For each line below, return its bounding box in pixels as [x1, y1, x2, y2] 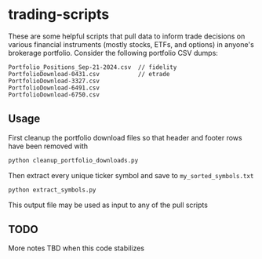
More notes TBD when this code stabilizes [8, 243, 145, 253]
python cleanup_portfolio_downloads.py [8, 156, 139, 164]
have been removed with [8, 141, 89, 151]
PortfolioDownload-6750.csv [8, 90, 100, 99]
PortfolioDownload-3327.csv [8, 77, 100, 85]
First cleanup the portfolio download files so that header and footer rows [8, 133, 242, 142]
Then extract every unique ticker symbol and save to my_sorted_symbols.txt [8, 170, 254, 180]
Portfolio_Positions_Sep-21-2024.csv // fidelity [8, 63, 177, 71]
